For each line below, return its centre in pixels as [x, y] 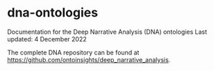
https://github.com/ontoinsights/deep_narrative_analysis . [89, 59]
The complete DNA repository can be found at [73, 52]
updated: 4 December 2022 [47, 39]
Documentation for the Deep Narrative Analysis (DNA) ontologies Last [107, 32]
